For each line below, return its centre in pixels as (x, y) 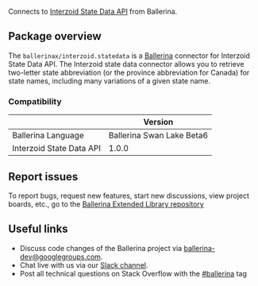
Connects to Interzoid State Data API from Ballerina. (93, 12)
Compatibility (35, 101)
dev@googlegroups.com (60, 257)
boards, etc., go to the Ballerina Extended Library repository (106, 204)
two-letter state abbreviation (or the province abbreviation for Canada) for (129, 72)
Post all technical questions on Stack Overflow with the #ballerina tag (133, 273)
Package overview (55, 36)
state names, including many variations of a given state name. (110, 81)
